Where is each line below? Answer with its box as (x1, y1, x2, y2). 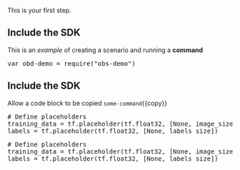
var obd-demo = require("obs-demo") (7, 59, 136, 67)
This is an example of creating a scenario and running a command (7, 46, 204, 54)
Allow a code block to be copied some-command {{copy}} (7, 99, 168, 107)
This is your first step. (7, 6, 71, 14)
